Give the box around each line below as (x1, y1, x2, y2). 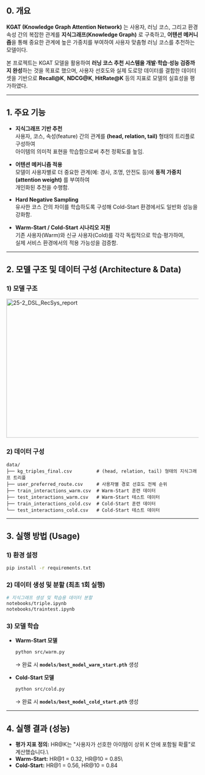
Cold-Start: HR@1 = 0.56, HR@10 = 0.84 (15, 762, 118, 769)
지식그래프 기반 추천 (15, 125, 63, 132)
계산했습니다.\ (15, 748, 49, 755)
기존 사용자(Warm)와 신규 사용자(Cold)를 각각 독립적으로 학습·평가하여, (15, 231, 185, 238)
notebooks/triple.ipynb (6, 601, 67, 607)
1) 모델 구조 (6, 284, 38, 292)
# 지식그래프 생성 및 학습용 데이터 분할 (6, 595, 93, 601)
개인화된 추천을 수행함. (15, 183, 70, 191)
